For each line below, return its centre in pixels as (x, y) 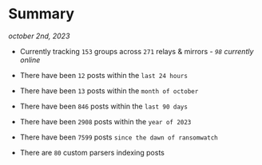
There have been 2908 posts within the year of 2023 (105, 121)
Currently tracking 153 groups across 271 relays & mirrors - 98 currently (137, 51)
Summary (41, 14)
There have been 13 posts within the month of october (109, 90)
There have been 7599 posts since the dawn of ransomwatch (119, 137)
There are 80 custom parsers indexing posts (92, 152)
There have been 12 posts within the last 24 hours (103, 75)
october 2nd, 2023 (39, 36)
